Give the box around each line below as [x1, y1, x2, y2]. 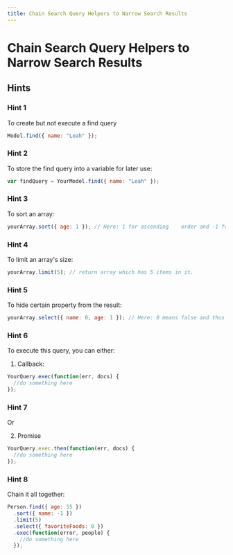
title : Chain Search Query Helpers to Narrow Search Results [7, 10, 188, 17]
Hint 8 [7, 474, 28, 484]
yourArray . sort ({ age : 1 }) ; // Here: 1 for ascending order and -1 [7, 223, 218, 230]
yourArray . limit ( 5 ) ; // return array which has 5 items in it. [7, 269, 194, 276]
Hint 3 [7, 194, 28, 204]
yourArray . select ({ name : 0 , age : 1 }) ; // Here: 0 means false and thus [7, 315, 225, 321]
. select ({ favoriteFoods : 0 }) [13, 522, 104, 530]
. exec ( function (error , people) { [13, 529, 110, 536]
